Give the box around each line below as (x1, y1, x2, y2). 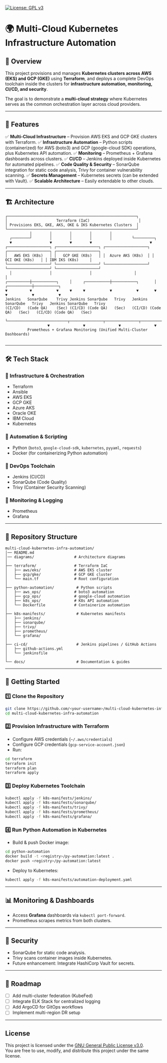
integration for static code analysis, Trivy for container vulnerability (5, 167, 143, 173)
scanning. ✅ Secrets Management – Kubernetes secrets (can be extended (5, 172, 159, 178)
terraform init (5, 761, 37, 766)
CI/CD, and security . (5, 86, 48, 92)
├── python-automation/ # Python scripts (5, 585, 112, 590)
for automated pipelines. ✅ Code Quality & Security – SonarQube (5, 161, 140, 167)
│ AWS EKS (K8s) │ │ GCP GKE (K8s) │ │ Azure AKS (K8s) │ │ (5, 253, 155, 258)
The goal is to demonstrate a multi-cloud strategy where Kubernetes (5, 96, 148, 102)
